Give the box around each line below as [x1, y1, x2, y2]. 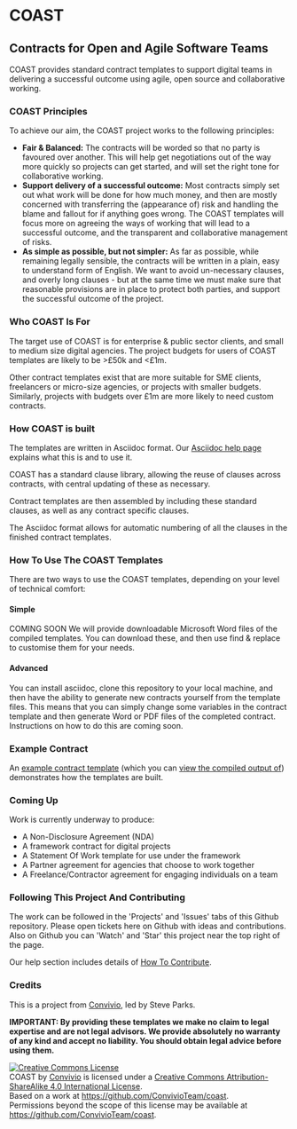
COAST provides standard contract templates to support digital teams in [9, 64, 273, 75]
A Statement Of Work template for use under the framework [21, 850, 241, 861]
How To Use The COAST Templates [9, 554, 164, 566]
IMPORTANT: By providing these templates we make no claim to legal [9, 1016, 270, 1027]
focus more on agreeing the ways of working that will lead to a [21, 218, 251, 229]
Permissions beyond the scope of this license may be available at [9, 1100, 248, 1110]
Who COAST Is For [9, 316, 90, 328]
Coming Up [9, 793, 59, 806]
